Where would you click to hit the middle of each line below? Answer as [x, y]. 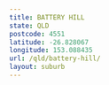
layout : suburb [37, 67]
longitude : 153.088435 [51, 50]
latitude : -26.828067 [49, 42]
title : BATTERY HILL [47, 17]
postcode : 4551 [37, 34]
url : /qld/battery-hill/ [55, 58]
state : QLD [29, 26]
